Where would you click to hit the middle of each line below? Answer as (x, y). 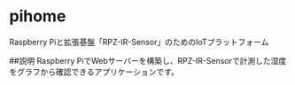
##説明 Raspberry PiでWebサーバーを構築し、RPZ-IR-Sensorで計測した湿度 (148, 60)
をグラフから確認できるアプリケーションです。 (94, 72)
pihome (38, 16)
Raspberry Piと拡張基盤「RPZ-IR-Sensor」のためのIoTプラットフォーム (139, 42)
